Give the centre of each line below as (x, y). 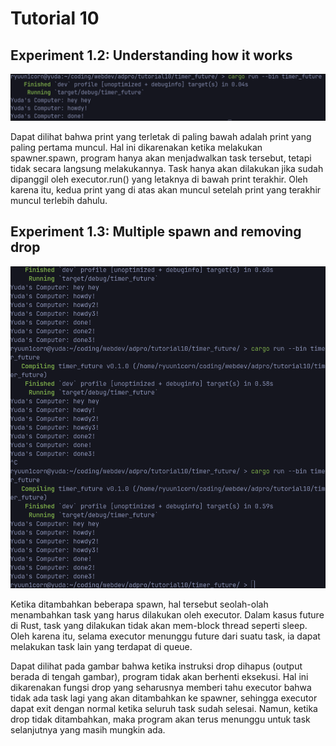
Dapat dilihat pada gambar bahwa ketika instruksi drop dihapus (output (156, 666)
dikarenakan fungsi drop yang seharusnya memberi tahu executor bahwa (161, 687)
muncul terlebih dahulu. (59, 200)
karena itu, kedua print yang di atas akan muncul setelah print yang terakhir (166, 189)
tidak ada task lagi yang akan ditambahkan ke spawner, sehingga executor (164, 698)
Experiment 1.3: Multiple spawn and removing (156, 232)
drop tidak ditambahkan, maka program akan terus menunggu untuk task (160, 719)
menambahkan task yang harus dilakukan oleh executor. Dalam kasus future (167, 614)
